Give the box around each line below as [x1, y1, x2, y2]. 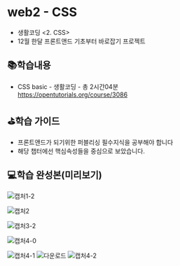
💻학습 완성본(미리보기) [7, 169, 103, 181]
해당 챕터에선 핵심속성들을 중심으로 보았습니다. [17, 146, 146, 155]
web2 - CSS [7, 4, 78, 20]
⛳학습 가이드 [7, 115, 60, 127]
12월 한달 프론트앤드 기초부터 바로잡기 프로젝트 [17, 36, 146, 45]
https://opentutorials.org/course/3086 [17, 90, 128, 99]
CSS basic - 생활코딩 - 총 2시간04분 [17, 82, 119, 91]
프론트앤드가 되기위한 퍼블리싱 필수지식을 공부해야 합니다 [17, 138, 174, 146]
